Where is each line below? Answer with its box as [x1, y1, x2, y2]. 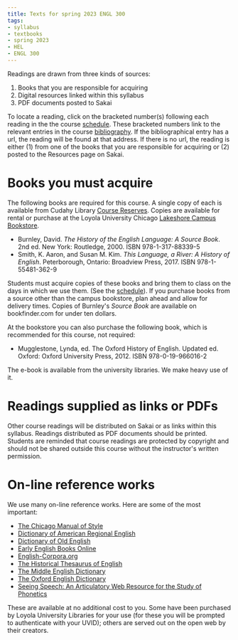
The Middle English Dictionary [17, 567, 106, 575]
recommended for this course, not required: [7, 330, 136, 338]
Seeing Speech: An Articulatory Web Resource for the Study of [17, 582, 202, 590]
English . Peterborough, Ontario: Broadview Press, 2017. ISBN [17, 257, 196, 266]
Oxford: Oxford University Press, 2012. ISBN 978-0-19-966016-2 [17, 351, 207, 360]
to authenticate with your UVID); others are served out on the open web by [7, 618, 226, 626]
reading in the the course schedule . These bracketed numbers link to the [7, 119, 221, 128]
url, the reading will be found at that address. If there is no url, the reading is [7, 134, 230, 143]
